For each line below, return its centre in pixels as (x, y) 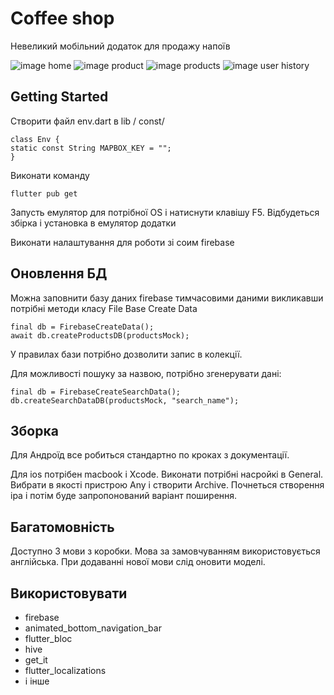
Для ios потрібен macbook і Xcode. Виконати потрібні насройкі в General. (167, 474)
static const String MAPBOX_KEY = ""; (91, 148)
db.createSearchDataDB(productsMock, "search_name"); (125, 400)
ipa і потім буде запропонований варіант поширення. (124, 496)
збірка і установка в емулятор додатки (93, 223)
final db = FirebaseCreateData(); (82, 327)
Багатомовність (62, 527)
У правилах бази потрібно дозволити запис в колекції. (126, 354)
